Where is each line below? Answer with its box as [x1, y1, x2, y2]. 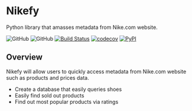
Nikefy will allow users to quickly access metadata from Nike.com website [6, 68, 187, 75]
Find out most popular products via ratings [14, 98, 119, 105]
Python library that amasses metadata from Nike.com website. [6, 24, 158, 31]
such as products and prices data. [6, 74, 90, 81]
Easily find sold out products [14, 92, 84, 99]
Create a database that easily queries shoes [14, 86, 122, 93]
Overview [6, 52, 43, 63]
